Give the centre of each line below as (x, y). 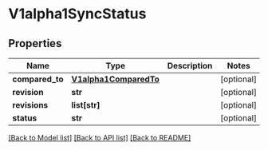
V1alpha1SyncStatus (77, 14)
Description (190, 66)
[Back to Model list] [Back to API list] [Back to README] (100, 138)
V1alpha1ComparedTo (115, 79)
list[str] (86, 105)
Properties (35, 43)
